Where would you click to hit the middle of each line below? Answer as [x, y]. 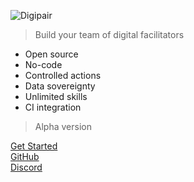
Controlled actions [63, 75]
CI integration [53, 107]
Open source [51, 54]
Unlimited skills [56, 96]
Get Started [34, 146]
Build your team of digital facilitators [109, 34]
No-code [43, 64]
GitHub [25, 156]
